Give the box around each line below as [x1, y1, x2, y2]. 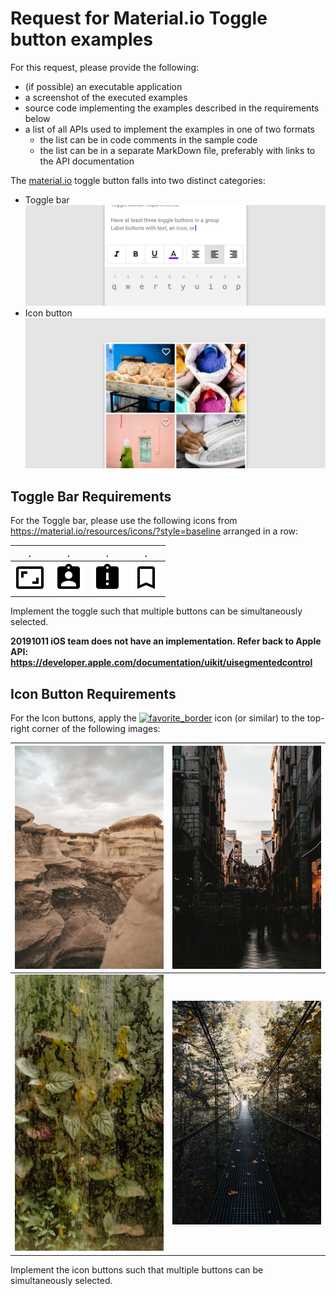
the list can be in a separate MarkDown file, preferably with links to [39, 144, 316, 156]
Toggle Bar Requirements [10, 488, 172, 505]
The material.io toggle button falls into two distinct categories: [10, 174, 266, 186]
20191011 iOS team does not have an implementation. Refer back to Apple [10, 635, 322, 647]
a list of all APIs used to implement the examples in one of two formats [24, 123, 316, 135]
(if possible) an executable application [24, 80, 183, 92]
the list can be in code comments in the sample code [39, 133, 258, 146]
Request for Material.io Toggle [10, 7, 268, 30]
